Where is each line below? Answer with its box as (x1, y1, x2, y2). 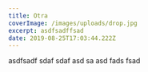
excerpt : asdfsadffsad (8, 26, 84, 34)
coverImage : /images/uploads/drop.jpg (8, 19, 138, 27)
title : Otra (8, 11, 48, 20)
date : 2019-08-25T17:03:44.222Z (8, 34, 116, 42)
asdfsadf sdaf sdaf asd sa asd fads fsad (8, 56, 141, 66)
